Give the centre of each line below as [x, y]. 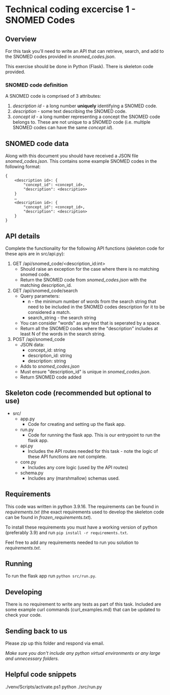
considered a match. [49, 312]
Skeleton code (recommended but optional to [78, 393]
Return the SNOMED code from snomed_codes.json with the [83, 280]
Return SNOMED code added [51, 377]
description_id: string [50, 355]
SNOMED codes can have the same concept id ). [63, 128]
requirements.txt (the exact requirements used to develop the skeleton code [85, 512]
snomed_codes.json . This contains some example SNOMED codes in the [81, 161]
